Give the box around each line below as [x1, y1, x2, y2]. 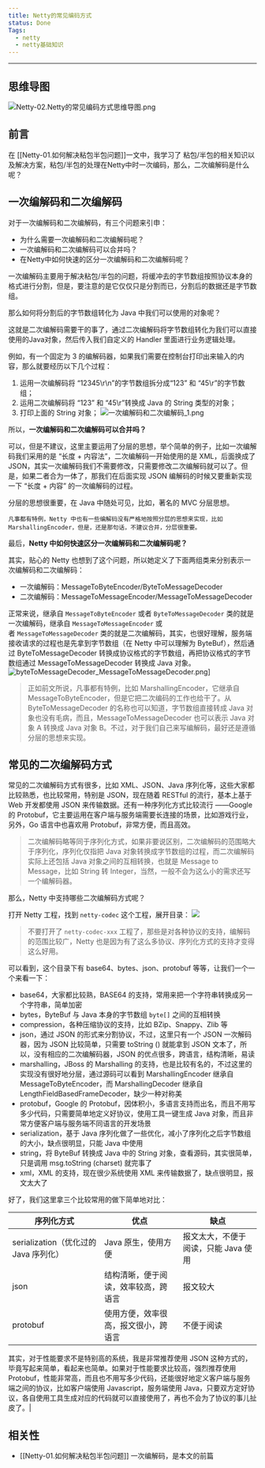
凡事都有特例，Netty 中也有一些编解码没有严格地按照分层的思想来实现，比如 [8, 515, 223, 523]
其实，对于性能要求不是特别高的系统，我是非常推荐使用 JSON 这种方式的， [8, 1354, 252, 1364]
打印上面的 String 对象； [19, 408, 99, 417]
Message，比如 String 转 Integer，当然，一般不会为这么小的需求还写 [27, 867, 251, 876]
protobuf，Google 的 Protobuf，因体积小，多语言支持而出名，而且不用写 [19, 1099, 256, 1109]
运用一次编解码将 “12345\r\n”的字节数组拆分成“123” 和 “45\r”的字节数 [19, 377, 246, 388]
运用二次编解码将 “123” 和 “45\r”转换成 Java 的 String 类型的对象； [19, 397, 237, 408]
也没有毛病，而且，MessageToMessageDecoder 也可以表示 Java [34, 713, 246, 723]
